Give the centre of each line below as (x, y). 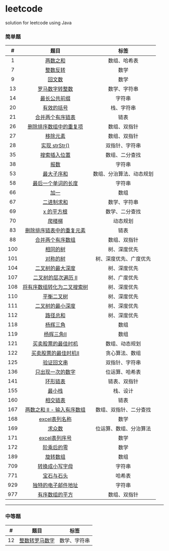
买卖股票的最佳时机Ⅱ (55, 353)
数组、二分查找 (123, 155)
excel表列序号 (55, 438)
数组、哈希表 (123, 61)
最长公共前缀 (55, 99)
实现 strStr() (55, 145)
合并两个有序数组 (55, 240)
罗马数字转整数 (55, 89)
